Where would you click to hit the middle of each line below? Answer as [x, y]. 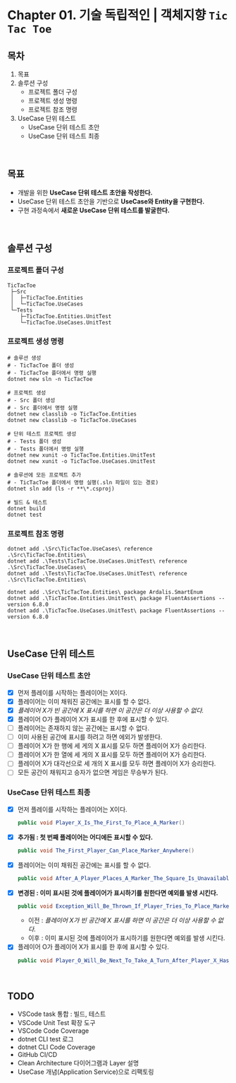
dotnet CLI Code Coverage [56, 1047]
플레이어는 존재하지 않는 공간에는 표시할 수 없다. [83, 728]
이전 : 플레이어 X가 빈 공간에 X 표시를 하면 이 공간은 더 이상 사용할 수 [122, 920]
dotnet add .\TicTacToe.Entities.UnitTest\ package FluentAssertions [112, 599]
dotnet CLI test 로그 [45, 1039]
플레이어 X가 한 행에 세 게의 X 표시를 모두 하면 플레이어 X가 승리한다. [112, 746]
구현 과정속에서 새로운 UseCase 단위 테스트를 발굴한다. [94, 210]
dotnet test [25, 515]
